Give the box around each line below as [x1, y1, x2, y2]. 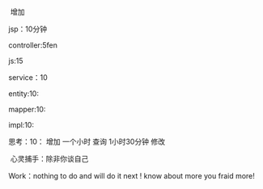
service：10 [8, 73, 48, 82]
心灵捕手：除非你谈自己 [10, 154, 89, 163]
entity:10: [8, 89, 39, 99]
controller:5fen [8, 40, 58, 50]
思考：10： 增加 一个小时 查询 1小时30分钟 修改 [8, 136, 166, 146]
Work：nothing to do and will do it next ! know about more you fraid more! [8, 171, 255, 180]
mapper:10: [8, 104, 46, 114]
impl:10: [8, 120, 35, 129]
